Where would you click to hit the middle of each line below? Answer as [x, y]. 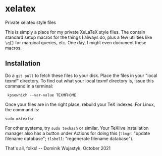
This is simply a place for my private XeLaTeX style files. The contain [75, 32]
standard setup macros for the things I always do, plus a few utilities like [79, 37]
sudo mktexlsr [20, 119]
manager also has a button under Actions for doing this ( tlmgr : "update [78, 133]
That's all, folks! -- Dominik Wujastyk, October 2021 [58, 148]
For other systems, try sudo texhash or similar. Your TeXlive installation [77, 128]
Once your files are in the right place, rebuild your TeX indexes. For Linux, [80, 104]
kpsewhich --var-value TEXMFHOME [42, 95]
